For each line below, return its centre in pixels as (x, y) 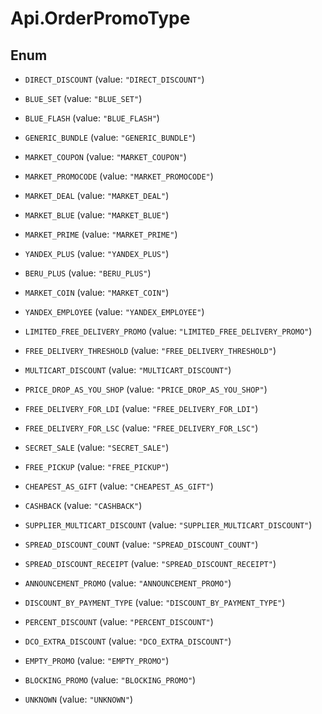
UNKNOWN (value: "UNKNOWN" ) (78, 699)
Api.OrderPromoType (100, 18)
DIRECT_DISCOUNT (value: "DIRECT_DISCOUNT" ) (114, 79)
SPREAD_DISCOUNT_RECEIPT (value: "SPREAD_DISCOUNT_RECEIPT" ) (150, 563)
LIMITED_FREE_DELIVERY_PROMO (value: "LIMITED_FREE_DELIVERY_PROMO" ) (168, 331)
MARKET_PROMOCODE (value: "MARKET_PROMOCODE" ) (119, 176)
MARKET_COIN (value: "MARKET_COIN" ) (97, 292)
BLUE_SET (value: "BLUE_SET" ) (83, 98)
